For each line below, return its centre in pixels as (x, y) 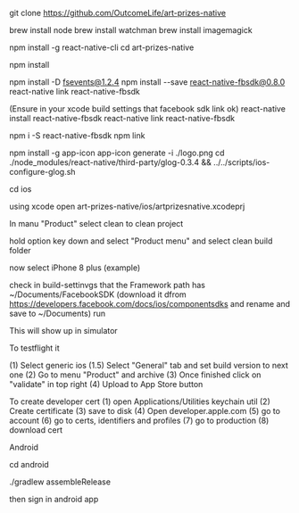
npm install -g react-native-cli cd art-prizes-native (102, 47)
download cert (36, 430)
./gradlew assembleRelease (60, 482)
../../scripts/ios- (241, 162)
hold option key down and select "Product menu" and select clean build (141, 241)
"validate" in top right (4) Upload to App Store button (106, 384)
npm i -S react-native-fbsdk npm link (77, 136)
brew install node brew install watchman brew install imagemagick (131, 30)
